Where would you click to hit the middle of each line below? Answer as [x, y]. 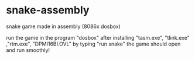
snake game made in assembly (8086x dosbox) [64, 26]
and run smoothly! [28, 50]
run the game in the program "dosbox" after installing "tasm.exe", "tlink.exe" [98, 37]
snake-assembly [48, 10]
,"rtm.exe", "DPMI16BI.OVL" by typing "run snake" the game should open [93, 44]
